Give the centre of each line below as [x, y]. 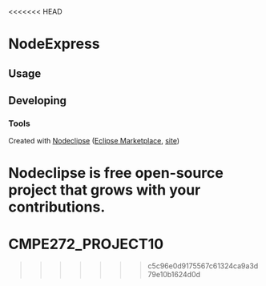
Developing [37, 101]
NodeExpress [54, 44]
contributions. [57, 207]
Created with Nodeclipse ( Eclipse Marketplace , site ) [94, 141]
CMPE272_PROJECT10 [86, 244]
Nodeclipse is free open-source [116, 173]
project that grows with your [105, 190]
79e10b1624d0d [174, 275]
